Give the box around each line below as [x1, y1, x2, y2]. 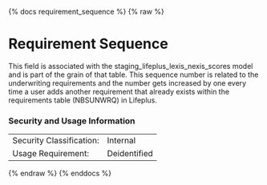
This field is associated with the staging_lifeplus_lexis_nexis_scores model [8, 61, 253, 70]
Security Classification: [12, 135, 99, 147]
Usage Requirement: [12, 148, 90, 159]
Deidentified [107, 148, 154, 159]
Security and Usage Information [8, 115, 136, 127]
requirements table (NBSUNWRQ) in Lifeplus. [8, 95, 158, 105]
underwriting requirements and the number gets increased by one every [8, 78, 247, 87]
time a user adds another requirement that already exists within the [8, 86, 230, 96]
